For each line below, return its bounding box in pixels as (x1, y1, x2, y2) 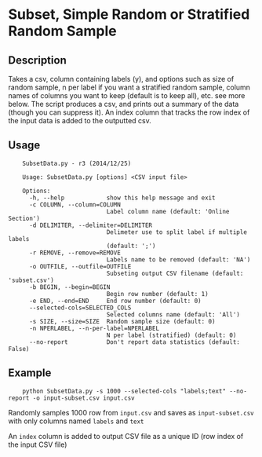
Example (8, 367, 52, 380)
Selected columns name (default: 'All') (106, 310, 241, 319)
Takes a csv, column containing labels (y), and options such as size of (8, 75, 235, 83)
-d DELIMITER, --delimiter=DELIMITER (28, 221, 153, 229)
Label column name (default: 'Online (106, 207, 230, 215)
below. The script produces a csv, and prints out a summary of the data (8, 100, 239, 108)
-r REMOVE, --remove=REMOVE (28, 249, 122, 257)
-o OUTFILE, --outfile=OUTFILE (28, 262, 132, 270)
